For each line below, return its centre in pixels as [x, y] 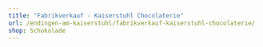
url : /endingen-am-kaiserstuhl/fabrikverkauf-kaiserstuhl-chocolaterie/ [132, 23]
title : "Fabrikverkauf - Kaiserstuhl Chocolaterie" [96, 16]
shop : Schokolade [37, 30]
